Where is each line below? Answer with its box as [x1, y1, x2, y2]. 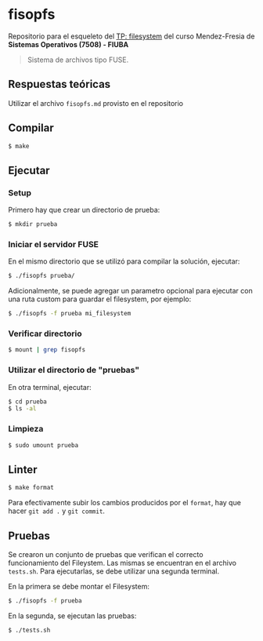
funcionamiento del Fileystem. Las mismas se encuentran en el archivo [8, 558, 237, 567]
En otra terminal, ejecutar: [8, 382, 92, 392]
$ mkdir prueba [8, 220, 58, 228]
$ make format [8, 484, 55, 492]
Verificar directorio [8, 328, 82, 339]
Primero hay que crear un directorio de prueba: [8, 206, 160, 215]
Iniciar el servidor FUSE [8, 239, 99, 249]
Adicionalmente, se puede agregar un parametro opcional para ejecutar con [8, 286, 253, 296]
